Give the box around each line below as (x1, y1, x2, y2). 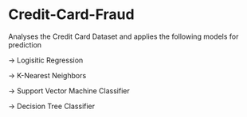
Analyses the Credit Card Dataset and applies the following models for (8, 32, 239, 41)
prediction (8, 40, 42, 49)
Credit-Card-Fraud (8, 6, 135, 24)
